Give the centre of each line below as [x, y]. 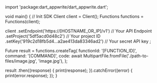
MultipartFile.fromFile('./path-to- [116, 56]
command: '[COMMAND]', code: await [44, 56]
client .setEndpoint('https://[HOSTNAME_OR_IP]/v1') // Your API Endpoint [78, 31]
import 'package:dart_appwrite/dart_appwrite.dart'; [57, 7]
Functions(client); [23, 22]
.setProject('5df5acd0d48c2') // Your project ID [53, 36]
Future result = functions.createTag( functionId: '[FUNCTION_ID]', [71, 51]
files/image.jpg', [21, 61]
